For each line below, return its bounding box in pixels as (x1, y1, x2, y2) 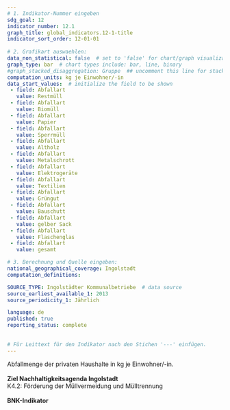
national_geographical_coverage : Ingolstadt (7, 265, 136, 272)
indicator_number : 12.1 (7, 23, 75, 30)
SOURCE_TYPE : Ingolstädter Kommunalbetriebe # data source (7, 284, 183, 291)
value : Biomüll (16, 106, 60, 113)
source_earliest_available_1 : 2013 (7, 290, 109, 297)
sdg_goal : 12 (7, 16, 44, 23)
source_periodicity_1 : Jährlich (7, 297, 99, 304)
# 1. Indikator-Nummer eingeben (7, 10, 99, 17)
